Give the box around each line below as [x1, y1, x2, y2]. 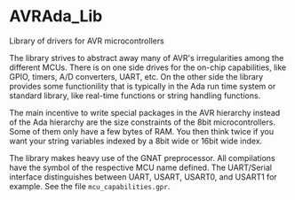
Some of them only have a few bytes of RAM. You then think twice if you [9, 126, 274, 136]
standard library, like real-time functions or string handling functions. [9, 90, 261, 101]
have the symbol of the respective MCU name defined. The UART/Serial [9, 162, 273, 173]
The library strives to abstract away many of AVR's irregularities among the [9, 52, 284, 63]
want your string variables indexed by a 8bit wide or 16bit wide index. [9, 135, 263, 146]
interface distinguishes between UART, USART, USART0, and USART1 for [9, 171, 277, 182]
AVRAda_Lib [9, 6, 103, 27]
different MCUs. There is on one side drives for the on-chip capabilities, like [9, 62, 287, 73]
